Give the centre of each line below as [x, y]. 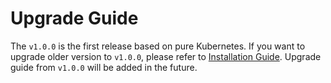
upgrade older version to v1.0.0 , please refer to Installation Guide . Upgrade [166, 56]
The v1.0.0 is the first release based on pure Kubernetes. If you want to [158, 46]
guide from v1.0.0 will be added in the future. [104, 67]
